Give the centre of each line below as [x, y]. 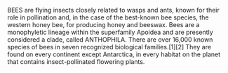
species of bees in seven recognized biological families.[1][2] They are [109, 47]
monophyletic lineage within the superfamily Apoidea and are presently [110, 32]
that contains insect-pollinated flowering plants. [76, 62]
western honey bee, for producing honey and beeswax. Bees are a [103, 25]
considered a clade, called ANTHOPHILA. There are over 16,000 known [110, 40]
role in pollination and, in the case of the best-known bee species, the [108, 17]
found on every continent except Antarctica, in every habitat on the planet [114, 54]
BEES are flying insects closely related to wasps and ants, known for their [113, 10]
